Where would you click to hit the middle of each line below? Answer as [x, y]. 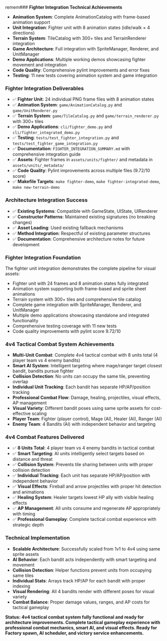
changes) [22, 222]
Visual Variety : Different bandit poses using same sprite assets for [81, 408]
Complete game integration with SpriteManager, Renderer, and [77, 304]
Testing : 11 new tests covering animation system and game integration [85, 75]
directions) [23, 33]
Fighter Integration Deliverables [44, 88]
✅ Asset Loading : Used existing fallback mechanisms [68, 228]
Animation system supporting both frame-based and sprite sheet [79, 288]
